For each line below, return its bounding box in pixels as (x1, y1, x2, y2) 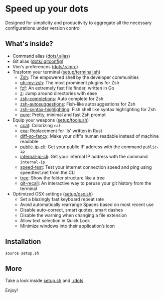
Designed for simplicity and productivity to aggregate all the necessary (5, 20, 152, 26)
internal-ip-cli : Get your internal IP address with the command (20, 153, 148, 159)
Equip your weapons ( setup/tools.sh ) (12, 117, 89, 123)
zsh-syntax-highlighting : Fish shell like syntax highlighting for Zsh (20, 106, 156, 112)
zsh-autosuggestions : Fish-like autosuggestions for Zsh (20, 101, 135, 107)
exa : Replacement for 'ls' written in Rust (20, 128, 103, 134)
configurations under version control (5, 25, 81, 31)
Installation (5, 237, 41, 246)
